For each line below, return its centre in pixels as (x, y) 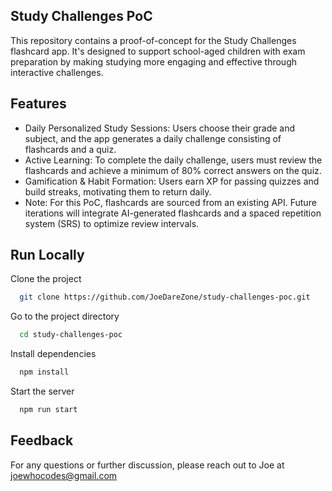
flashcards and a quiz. (70, 149)
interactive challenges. (57, 72)
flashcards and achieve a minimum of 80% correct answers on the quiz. (173, 170)
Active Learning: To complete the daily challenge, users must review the (173, 160)
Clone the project (46, 279)
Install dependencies (53, 354)
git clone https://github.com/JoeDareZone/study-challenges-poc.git (165, 297)
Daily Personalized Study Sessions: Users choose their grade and (160, 128)
